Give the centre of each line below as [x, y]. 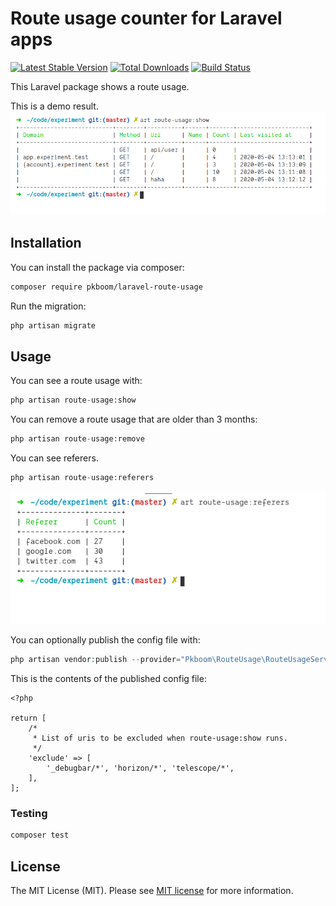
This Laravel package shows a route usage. [100, 86]
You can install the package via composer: [97, 267]
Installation [46, 243]
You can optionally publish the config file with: [105, 640]
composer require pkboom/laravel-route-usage [106, 287]
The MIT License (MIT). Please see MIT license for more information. [152, 891]
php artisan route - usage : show [73, 400]
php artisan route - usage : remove [77, 439]
